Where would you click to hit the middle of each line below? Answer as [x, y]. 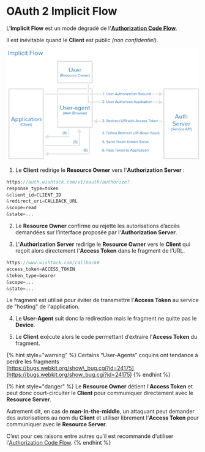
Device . [25, 325]
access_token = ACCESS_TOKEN [41, 269]
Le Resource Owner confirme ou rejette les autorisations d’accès [98, 226]
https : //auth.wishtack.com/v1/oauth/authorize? [68, 182]
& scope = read [21, 208]
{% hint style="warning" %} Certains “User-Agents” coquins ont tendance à [102, 355]
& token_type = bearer [31, 276]
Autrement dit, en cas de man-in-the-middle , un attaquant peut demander [100, 412]
